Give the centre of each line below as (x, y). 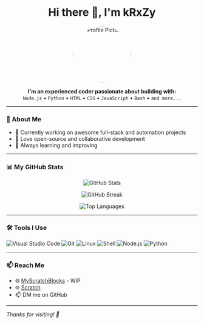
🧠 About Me (24, 119)
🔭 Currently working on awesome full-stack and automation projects (100, 132)
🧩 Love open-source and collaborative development (80, 139)
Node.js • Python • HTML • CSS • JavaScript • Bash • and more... (102, 98)
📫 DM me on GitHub (41, 295)
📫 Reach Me (25, 265)
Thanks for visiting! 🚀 (33, 314)
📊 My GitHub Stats (35, 167)
